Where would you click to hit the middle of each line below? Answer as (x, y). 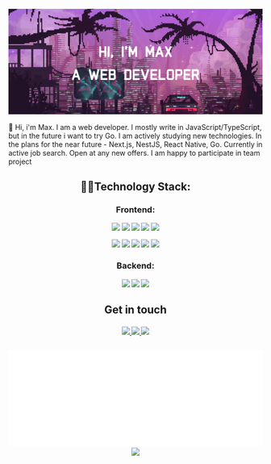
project (20, 161)
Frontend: (135, 209)
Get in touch (135, 310)
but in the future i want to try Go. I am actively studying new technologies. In (135, 136)
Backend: (135, 265)
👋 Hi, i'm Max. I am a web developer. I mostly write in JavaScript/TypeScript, (135, 127)
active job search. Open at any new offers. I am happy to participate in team (134, 153)
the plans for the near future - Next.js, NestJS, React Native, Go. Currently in (135, 144)
